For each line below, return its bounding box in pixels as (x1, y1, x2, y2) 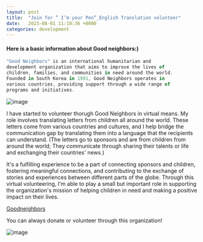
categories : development (6, 26, 69, 32)
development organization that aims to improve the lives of (6, 64, 165, 70)
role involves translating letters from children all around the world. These (6, 116, 189, 123)
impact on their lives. (6, 193, 59, 200)
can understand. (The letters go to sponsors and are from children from (6, 136, 186, 143)
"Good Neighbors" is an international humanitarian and (6, 59, 151, 65)
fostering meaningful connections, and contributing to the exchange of (6, 167, 184, 174)
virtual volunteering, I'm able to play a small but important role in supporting (6, 180, 197, 187)
